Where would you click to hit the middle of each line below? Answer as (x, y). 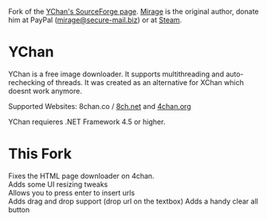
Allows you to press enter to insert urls (72, 192)
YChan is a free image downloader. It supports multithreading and (116, 74)
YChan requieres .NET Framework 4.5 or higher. (87, 122)
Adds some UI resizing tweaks (58, 184)
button (19, 209)
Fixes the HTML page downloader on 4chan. (81, 176)
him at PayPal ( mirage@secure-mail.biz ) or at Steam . (95, 20)
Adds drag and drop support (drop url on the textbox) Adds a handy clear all (133, 201)
